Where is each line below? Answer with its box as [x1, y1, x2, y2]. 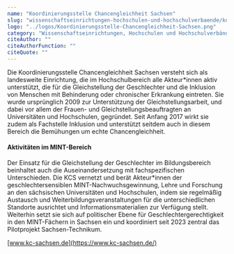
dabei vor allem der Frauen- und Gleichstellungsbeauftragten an [7, 105, 192, 113]
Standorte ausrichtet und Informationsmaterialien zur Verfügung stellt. [7, 203, 209, 212]
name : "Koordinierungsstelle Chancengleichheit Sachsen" [7, 10, 176, 17]
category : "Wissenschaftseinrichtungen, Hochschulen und [7, 29, 176, 37]
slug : [7, 17, 23, 24]
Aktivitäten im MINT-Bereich [7, 143, 92, 152]
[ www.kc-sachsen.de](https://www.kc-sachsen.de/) [7, 239, 157, 247]
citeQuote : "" [7, 49, 49, 56]
